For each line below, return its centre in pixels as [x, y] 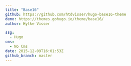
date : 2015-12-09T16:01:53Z [34, 51]
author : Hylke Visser [28, 24]
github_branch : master [29, 56]
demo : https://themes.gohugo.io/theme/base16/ [54, 19]
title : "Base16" [22, 10]
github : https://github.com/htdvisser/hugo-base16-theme [66, 14]
